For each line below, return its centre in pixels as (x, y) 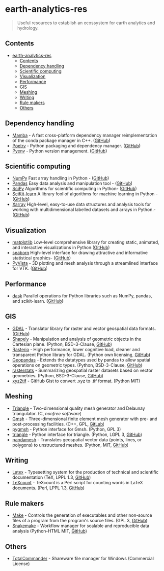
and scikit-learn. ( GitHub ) (38, 301)
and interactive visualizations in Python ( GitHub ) (61, 248)
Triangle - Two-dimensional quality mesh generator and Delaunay (79, 408)
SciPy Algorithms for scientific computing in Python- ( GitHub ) (74, 189)
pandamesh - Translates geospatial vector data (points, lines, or (77, 439)
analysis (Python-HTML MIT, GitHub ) (50, 531)
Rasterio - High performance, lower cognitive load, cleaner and (76, 349)
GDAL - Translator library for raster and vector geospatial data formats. (84, 328)
